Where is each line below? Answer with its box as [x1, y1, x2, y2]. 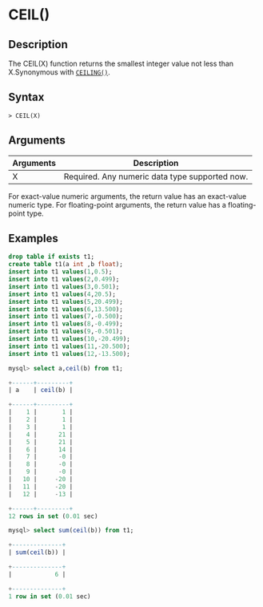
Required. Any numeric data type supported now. [63, 171, 249, 182]
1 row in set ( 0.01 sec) [8, 592, 91, 601]
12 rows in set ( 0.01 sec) [8, 512, 98, 520]
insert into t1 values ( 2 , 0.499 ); [8, 275, 120, 284]
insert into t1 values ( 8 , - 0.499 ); [8, 320, 124, 328]
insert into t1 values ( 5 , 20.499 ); [8, 297, 124, 306]
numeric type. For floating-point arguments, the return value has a [8, 200, 226, 209]
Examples [8, 232, 58, 245]
